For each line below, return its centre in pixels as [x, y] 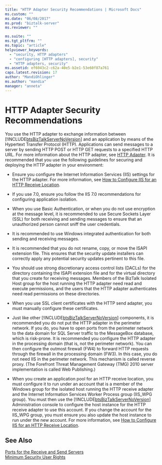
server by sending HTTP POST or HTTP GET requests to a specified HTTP [79, 149]
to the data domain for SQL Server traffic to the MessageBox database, [83, 333]
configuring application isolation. [44, 199]
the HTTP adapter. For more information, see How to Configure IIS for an [84, 179]
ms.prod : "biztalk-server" [32, 23]
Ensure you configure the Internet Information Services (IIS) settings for [83, 174]
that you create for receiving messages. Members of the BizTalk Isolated [84, 278]
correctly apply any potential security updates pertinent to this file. [78, 258]
